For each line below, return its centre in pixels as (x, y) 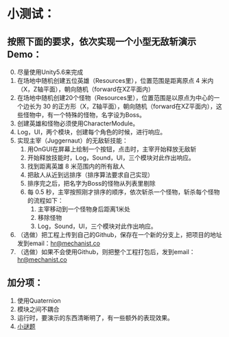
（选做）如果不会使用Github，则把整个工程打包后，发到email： (106, 252)
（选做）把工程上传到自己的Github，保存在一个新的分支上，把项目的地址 (120, 235)
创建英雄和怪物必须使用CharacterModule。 (78, 123)
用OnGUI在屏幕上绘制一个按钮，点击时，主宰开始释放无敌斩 (112, 149)
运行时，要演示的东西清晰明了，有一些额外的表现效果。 (95, 317)
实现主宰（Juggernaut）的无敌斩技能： (72, 140)
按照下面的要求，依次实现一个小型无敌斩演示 (102, 41)
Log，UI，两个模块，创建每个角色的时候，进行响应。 (92, 132)
